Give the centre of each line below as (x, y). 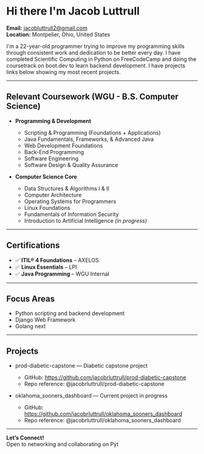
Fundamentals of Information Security (72, 214)
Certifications (33, 246)
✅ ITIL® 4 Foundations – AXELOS (57, 260)
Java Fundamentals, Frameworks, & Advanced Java (89, 139)
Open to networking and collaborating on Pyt (63, 444)
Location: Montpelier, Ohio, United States (58, 34)
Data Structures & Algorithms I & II (66, 188)
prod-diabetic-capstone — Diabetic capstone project (81, 366)
